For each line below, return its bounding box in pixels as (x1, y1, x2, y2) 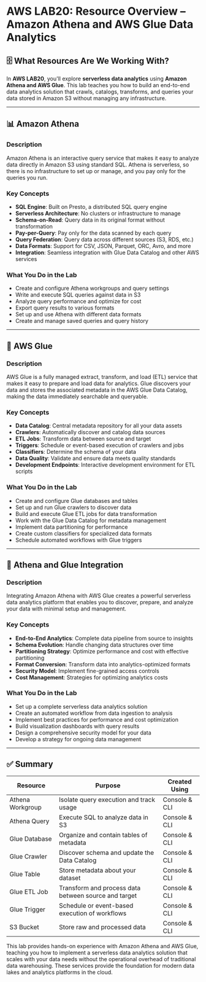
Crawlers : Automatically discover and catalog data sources (15, 429, 166, 436)
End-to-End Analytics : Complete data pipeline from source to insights (15, 634, 193, 642)
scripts (15, 468, 33, 475)
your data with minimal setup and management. (6, 605, 127, 612)
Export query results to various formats (15, 304, 115, 311)
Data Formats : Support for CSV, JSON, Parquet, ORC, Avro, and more (15, 242, 191, 249)
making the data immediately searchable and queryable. (6, 392, 148, 400)
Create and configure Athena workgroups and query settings (15, 284, 170, 292)
